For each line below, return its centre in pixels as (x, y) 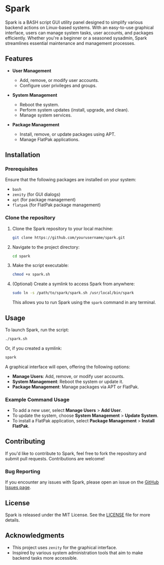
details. (13, 520)
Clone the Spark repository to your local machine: (63, 228)
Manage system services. (46, 115)
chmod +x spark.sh (31, 274)
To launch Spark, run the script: (37, 330)
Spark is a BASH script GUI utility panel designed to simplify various (74, 22)
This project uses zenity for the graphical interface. (65, 547)
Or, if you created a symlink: (34, 348)
